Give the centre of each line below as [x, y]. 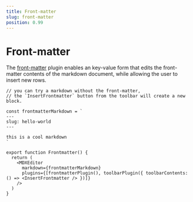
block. [14, 101]
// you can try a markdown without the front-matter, [74, 91]
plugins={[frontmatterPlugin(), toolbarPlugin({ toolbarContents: [105, 173]
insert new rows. [26, 80]
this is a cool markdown [36, 137]
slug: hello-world [29, 122]
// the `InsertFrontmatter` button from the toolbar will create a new [96, 96]
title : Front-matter [31, 11]
